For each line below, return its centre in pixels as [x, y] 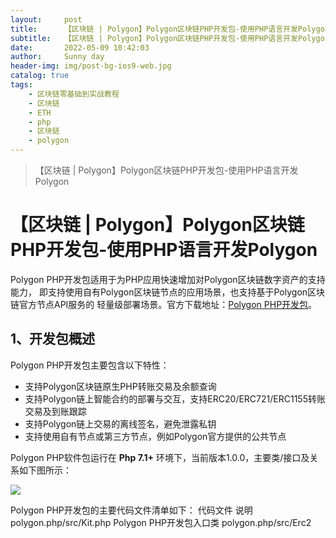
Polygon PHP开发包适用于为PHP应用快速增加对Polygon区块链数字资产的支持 [168, 279]
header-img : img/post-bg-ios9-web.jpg [91, 66]
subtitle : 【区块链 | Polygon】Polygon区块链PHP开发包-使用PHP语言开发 [154, 38]
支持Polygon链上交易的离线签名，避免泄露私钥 [120, 423]
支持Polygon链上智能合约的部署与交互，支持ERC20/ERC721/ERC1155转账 [175, 398]
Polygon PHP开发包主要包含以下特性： [90, 365]
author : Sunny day [57, 57]
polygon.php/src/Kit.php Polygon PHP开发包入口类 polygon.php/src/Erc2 [161, 522]
